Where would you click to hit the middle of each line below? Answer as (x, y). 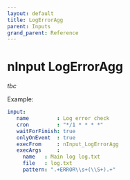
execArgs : (38, 150)
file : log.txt (47, 163)
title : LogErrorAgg (35, 20)
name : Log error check (63, 119)
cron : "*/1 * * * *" (60, 125)
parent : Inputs (29, 26)
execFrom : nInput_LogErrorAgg (67, 144)
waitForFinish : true (46, 131)
